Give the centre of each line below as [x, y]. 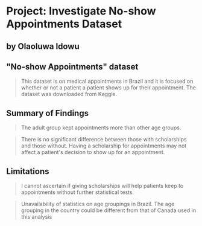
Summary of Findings [48, 113]
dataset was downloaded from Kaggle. [69, 94]
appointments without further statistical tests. [77, 192]
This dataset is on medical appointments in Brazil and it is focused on [107, 81]
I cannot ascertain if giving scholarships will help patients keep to [102, 186]
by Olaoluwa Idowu [43, 46]
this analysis [36, 217]
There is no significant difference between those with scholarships [104, 140]
